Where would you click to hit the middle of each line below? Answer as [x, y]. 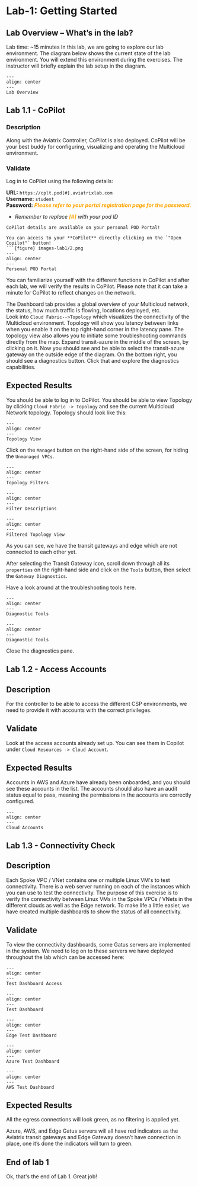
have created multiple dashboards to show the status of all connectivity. [94, 912]
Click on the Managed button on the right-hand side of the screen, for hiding [97, 450]
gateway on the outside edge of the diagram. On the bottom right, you [92, 354]
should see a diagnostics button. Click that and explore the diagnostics [93, 360]
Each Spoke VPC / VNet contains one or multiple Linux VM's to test [88, 880]
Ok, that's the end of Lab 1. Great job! [52, 1177]
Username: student [30, 199]
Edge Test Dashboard [32, 1035]
